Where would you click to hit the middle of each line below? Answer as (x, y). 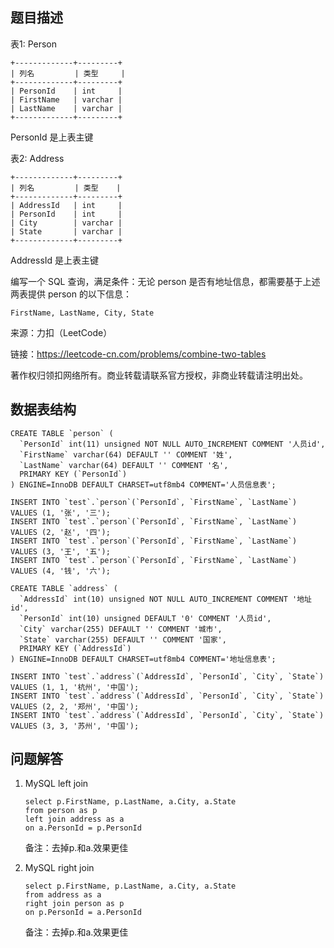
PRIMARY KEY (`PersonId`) (73, 474)
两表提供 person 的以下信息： (71, 294)
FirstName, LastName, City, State (82, 313)
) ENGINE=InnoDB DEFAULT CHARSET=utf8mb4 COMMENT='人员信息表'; (143, 484)
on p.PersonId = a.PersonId (83, 913)
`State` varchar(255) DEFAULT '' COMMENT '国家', (123, 639)
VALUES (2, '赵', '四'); (60, 532)
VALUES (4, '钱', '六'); (60, 571)
